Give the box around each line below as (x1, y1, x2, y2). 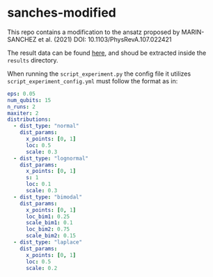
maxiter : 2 (7, 110, 39, 117)
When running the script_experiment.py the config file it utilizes (7, 69, 191, 78)
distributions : (7, 116, 52, 123)
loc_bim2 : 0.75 (25, 226, 70, 233)
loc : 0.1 (25, 181, 52, 188)
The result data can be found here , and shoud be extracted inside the (7, 49, 207, 57)
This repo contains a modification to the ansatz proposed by (7, 28, 180, 36)
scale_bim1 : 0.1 (25, 219, 73, 226)
